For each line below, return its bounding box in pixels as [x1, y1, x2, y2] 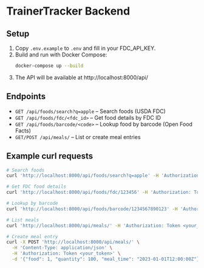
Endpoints [6, 91, 46, 101]
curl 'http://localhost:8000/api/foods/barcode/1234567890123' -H [6, 205, 178, 212]
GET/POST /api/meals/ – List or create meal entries [15, 133, 141, 140]
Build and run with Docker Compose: [15, 51, 107, 58]
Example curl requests [6, 151, 93, 162]
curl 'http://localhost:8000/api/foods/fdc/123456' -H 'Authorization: [6, 190, 191, 196]
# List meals [6, 217, 39, 223]
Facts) [15, 126, 32, 134]
